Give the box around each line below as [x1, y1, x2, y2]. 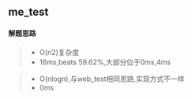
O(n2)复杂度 [39, 47, 80, 57]
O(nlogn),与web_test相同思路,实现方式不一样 [39, 74, 185, 83]
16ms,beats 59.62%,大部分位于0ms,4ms [39, 57, 171, 67]
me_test [8, 5, 49, 19]
